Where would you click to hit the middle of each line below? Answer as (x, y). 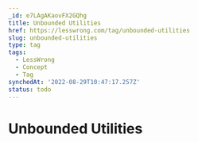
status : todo (30, 89)
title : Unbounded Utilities (55, 23)
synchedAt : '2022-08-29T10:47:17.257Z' (74, 82)
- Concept (31, 67)
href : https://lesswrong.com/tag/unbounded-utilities (99, 30)
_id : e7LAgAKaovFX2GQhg (48, 15)
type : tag (25, 45)
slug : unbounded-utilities (53, 38)
